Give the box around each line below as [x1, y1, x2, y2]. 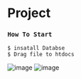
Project [7, 5, 51, 21]
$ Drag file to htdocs [7, 51, 75, 58]
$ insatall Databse [7, 45, 65, 52]
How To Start [7, 31, 53, 38]
